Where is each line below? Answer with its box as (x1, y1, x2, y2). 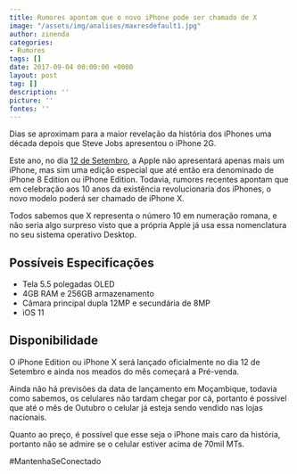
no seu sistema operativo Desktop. (9, 229, 137, 241)
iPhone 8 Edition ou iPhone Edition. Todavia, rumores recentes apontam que (9, 175, 289, 185)
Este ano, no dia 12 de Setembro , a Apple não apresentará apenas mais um (9, 155, 285, 166)
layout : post (9, 71, 58, 80)
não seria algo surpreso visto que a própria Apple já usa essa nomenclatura (9, 220, 287, 231)
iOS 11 (21, 307, 45, 318)
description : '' (9, 87, 70, 96)
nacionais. (9, 412, 47, 422)
